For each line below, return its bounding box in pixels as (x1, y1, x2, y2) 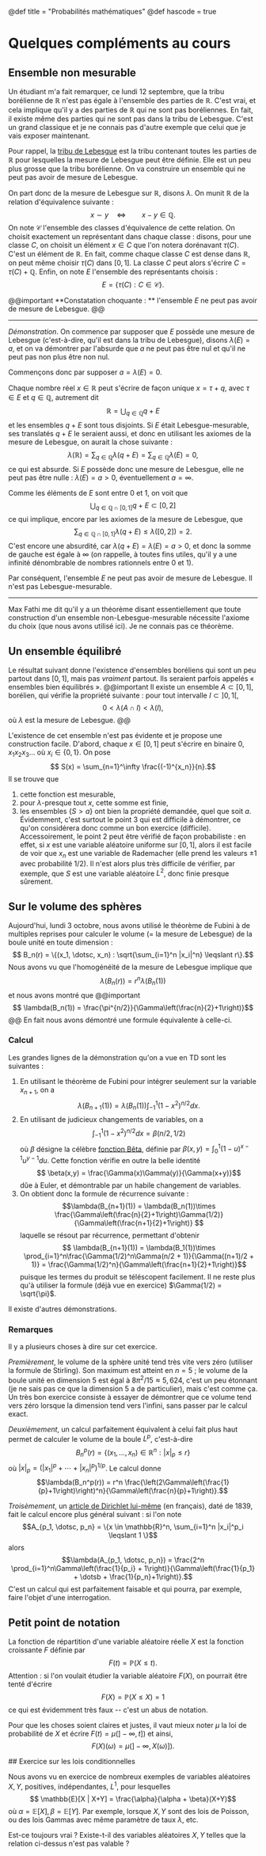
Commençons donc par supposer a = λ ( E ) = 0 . (8, 367, 162, 377)
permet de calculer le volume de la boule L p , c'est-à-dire (8, 1432, 193, 1443)
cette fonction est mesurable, (19, 789, 116, 799)
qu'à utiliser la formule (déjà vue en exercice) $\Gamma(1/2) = (19, 1280, 222, 1290)
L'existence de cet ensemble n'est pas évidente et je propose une (8, 731, 222, 740)
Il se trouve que (8, 774, 59, 783)
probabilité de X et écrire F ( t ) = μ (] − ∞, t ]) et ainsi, (8, 1729, 173, 1738)
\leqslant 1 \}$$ (108, 1531, 158, 1540)
